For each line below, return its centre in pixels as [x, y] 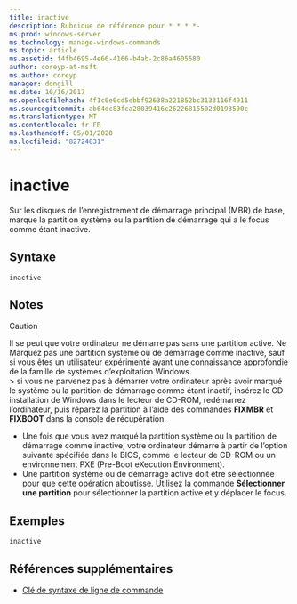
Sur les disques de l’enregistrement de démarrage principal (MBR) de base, [147, 210]
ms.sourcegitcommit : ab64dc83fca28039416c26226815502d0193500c [129, 109]
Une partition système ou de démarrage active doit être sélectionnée [148, 474]
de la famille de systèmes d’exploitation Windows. [100, 372]
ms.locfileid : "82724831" [57, 141]
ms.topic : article [43, 51]
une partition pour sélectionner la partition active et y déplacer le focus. [154, 493]
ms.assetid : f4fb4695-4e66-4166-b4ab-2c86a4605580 [105, 59]
